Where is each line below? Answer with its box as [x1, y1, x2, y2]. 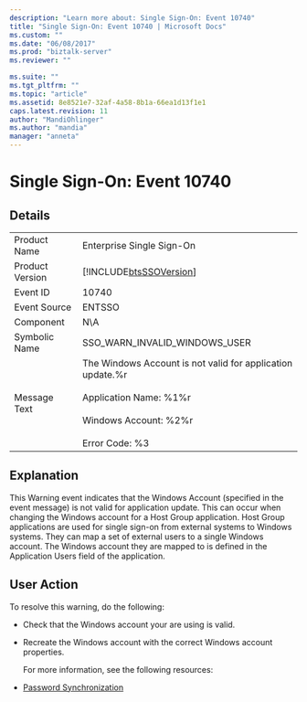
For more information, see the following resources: [22, 664, 214, 675]
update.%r [81, 368, 128, 380]
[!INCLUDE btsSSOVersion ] [81, 266, 197, 278]
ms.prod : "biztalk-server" [9, 48, 112, 57]
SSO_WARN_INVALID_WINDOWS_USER [81, 336, 251, 348]
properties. [22, 646, 65, 657]
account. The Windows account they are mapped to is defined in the [9, 540, 268, 551]
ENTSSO [81, 301, 121, 314]
